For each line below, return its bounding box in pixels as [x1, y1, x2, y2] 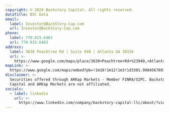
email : [5, 16, 19, 21]
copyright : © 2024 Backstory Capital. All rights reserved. [5, 7, 134, 12]
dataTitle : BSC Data [5, 12, 49, 17]
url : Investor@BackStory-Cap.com [10, 26, 80, 31]
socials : [5, 86, 24, 91]
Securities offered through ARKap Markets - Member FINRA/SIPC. [10, 77, 147, 82]
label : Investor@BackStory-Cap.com [10, 21, 84, 26]
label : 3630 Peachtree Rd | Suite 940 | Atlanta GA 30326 [10, 49, 134, 54]
